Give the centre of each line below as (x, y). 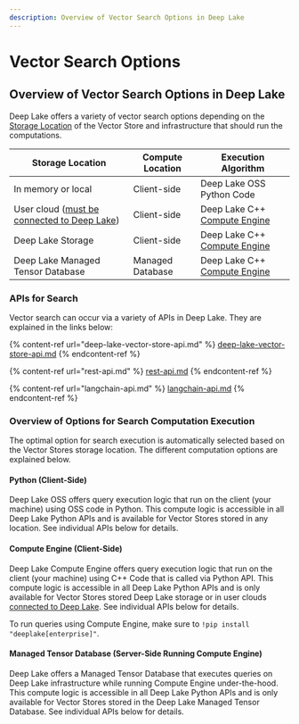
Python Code (227, 195)
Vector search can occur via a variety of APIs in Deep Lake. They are (136, 317)
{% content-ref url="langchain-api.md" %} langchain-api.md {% (127, 388)
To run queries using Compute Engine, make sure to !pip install (129, 624)
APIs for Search (44, 298)
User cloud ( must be (57, 209)
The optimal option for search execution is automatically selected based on (147, 441)
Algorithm (243, 168)
